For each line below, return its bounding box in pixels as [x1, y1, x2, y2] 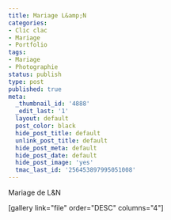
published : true [8, 85, 62, 93]
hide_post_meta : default [15, 144, 97, 152]
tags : [8, 48, 26, 56]
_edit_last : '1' [15, 108, 69, 116]
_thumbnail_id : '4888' [15, 100, 90, 108]
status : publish [8, 70, 62, 78]
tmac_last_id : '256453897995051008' [15, 166, 136, 174]
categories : [8, 19, 47, 27]
